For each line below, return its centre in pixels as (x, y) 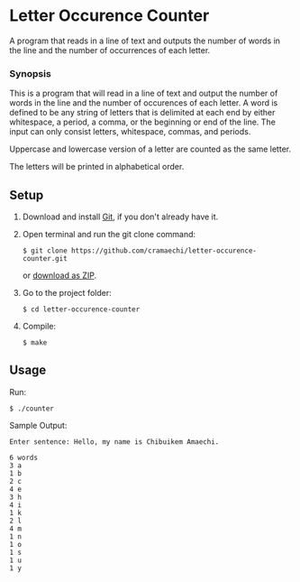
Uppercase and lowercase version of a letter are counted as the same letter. (150, 149)
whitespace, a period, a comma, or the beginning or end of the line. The (143, 122)
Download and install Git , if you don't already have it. (120, 217)
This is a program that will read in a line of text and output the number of (144, 93)
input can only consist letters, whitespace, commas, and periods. (130, 132)
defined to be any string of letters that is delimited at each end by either (142, 113)
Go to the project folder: (67, 293)
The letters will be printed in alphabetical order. (97, 167)
